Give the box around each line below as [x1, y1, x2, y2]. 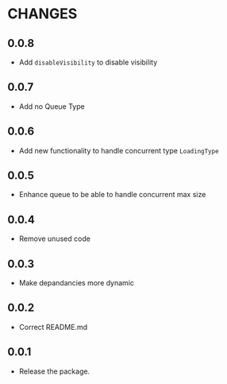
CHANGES [7, 5, 78, 23]
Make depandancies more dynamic [18, 278, 135, 288]
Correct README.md [18, 322, 88, 332]
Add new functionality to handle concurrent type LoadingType [18, 145, 219, 155]
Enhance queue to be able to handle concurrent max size [18, 190, 206, 200]
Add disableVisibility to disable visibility [18, 57, 158, 67]
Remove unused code [18, 234, 90, 243]
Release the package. [18, 367, 90, 376]
